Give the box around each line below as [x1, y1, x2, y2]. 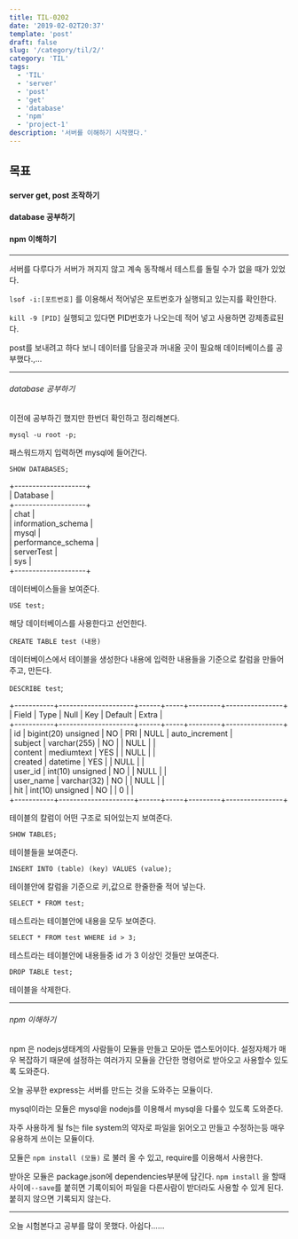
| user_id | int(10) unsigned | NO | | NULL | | [9, 765, 167, 776]
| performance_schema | [9, 537, 99, 547]
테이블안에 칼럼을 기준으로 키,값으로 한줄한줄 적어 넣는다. [9, 881, 206, 891]
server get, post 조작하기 [9, 190, 100, 200]
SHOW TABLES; [9, 830, 58, 839]
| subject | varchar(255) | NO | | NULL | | [9, 737, 156, 748]
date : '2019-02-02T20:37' [9, 21, 105, 30]
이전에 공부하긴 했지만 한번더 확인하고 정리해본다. [9, 412, 180, 423]
